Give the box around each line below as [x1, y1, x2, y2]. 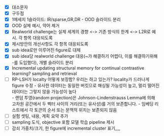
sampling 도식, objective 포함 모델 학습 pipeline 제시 [11, 119, 115, 125]
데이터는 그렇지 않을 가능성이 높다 [11, 89, 77, 94]
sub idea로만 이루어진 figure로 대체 [11, 47, 81, 53]
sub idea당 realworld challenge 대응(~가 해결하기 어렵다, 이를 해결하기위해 [11, 53, 158, 59]
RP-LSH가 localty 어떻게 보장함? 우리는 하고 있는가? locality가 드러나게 [11, 76, 150, 82]
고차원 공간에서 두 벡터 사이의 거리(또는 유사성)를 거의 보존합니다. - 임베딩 [11, 101, 154, 107]
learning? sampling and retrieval [11, 70, 77, 76]
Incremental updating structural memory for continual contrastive [11, 65, 145, 71]
